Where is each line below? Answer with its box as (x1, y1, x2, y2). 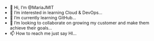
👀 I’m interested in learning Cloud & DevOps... (9, 10, 102, 15)
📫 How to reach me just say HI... (9, 30, 77, 36)
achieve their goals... (9, 25, 53, 31)
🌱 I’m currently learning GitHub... (9, 15, 76, 20)
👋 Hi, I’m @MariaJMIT (9, 5, 54, 10)
